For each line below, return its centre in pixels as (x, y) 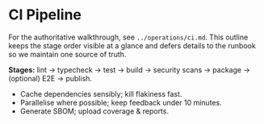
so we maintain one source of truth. (67, 54)
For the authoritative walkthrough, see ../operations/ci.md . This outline (128, 37)
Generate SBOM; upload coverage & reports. (94, 111)
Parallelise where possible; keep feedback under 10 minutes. (121, 102)
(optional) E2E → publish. (50, 78)
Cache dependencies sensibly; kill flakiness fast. (101, 93)
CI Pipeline (45, 15)
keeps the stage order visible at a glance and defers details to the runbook (132, 45)
